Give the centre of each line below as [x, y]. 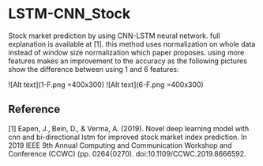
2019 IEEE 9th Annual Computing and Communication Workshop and [120, 145]
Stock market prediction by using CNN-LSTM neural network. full [114, 36]
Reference [34, 109]
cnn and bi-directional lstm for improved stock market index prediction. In [128, 137]
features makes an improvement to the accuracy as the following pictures [128, 61]
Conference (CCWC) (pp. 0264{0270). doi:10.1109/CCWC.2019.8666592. [127, 153]
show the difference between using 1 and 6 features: [94, 69]
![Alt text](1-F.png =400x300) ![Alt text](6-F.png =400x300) [106, 85]
